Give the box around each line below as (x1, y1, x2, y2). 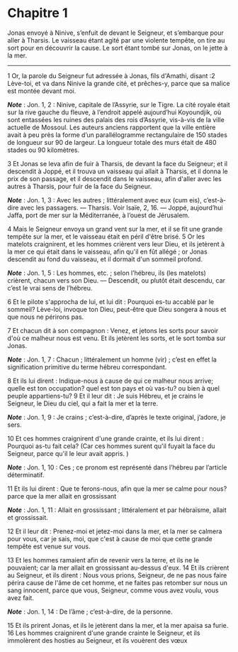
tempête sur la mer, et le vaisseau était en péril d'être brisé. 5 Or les (7, 232, 205, 241)
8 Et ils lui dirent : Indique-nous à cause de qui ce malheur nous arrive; (7, 376, 214, 385)
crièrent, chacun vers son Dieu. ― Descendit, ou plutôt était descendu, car (7, 276, 225, 285)
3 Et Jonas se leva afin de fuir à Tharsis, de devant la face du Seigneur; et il (7, 159, 228, 168)
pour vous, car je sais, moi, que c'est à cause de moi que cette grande (7, 534, 212, 543)
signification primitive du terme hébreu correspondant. (7, 362, 167, 371)
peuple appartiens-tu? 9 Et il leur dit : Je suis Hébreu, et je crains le (7, 391, 204, 400)
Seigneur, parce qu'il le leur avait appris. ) (7, 449, 129, 457)
